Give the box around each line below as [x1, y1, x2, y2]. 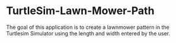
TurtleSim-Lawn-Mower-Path [6, 4, 155, 18]
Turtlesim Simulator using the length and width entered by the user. [6, 29, 171, 37]
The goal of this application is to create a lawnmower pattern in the [6, 24, 170, 31]
